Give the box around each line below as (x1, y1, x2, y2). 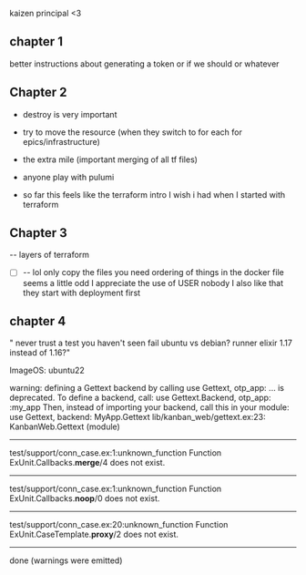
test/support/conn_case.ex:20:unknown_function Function (9, 519, 229, 530)
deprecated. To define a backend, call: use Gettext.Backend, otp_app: (9, 392, 271, 404)
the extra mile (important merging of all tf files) (22, 154, 199, 165)
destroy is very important (22, 108, 117, 119)
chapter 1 (9, 34, 64, 49)
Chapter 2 (9, 85, 67, 100)
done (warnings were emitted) (9, 555, 123, 566)
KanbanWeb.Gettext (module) (9, 421, 120, 432)
